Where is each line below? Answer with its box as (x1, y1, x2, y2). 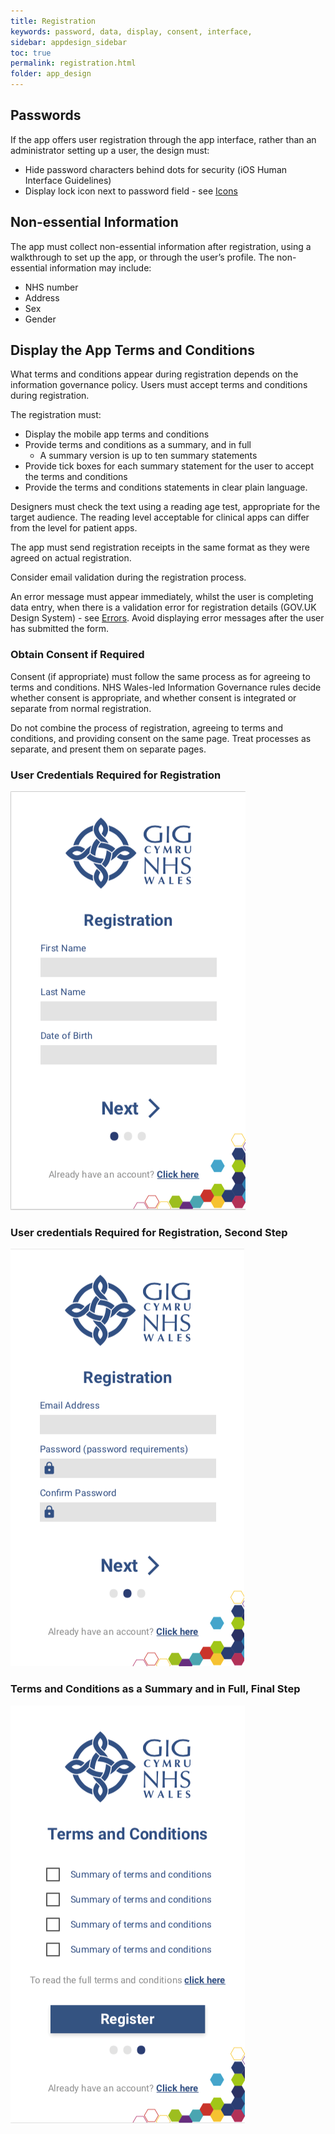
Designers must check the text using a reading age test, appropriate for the (10, 501, 321, 513)
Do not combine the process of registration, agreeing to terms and (10, 721, 284, 734)
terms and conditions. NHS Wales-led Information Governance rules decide (10, 681, 322, 693)
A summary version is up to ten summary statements (39, 450, 258, 462)
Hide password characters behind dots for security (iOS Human (24, 163, 288, 175)
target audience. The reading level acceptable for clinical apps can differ (10, 511, 310, 524)
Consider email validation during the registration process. (10, 571, 247, 584)
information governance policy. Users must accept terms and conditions (10, 379, 308, 391)
